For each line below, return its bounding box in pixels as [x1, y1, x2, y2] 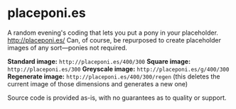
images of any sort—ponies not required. [7, 43, 128, 52]
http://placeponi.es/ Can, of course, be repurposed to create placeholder [7, 35, 222, 44]
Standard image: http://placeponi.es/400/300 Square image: [7, 57, 191, 65]
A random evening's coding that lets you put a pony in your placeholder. [7, 28, 219, 37]
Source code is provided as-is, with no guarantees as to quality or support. [7, 93, 227, 102]
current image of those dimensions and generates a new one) [7, 79, 188, 88]
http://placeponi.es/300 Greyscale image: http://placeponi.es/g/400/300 [7, 64, 230, 73]
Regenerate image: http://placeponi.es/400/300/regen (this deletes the [7, 72, 220, 81]
